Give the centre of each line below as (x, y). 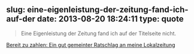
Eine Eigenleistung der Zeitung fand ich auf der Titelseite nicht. (98, 33)
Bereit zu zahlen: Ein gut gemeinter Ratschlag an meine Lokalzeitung (91, 45)
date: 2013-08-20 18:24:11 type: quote (110, 19)
